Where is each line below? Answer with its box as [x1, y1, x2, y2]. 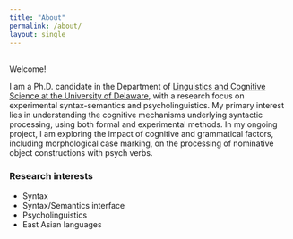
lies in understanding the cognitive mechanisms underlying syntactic [9, 109, 263, 121]
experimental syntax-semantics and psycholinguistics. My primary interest [9, 100, 285, 111]
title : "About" [9, 13, 66, 22]
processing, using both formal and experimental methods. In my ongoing [9, 119, 278, 130]
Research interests [9, 170, 94, 183]
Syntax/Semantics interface [22, 200, 125, 210]
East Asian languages [22, 218, 102, 229]
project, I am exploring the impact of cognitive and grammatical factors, [9, 129, 274, 140]
